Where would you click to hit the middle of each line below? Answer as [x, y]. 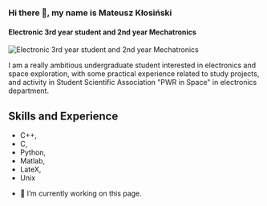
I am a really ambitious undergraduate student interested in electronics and [132, 65]
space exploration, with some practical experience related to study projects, [134, 74]
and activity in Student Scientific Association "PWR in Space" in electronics [133, 83]
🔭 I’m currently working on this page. [81, 193]
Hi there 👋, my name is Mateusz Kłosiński [90, 13]
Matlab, [32, 160]
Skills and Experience [63, 116]
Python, [33, 152]
